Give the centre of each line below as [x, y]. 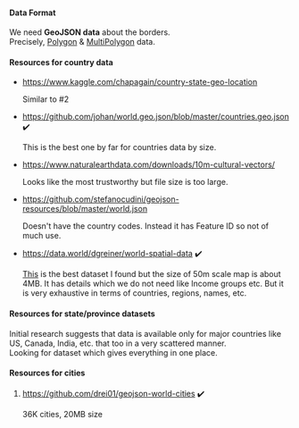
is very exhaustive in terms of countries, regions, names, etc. [134, 293]
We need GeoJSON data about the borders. [90, 32]
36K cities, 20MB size [62, 414]
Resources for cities [47, 373]
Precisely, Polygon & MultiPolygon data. [83, 42]
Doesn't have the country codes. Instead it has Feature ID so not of [145, 226]
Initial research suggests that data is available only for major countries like [145, 333]
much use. [42, 236]
